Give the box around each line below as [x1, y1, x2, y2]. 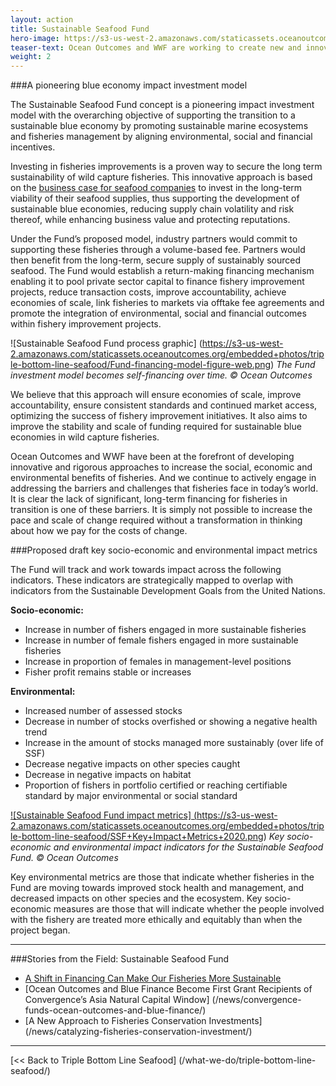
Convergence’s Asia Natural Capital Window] [24, 994, 210, 1006]
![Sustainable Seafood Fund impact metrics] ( [10, 809, 198, 821]
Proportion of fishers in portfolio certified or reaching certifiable [24, 779, 288, 791]
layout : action [10, 14, 74, 25]
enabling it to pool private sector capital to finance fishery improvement [10, 276, 305, 288]
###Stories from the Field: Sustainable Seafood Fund [10, 953, 230, 965]
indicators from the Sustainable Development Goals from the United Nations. [10, 585, 326, 597]
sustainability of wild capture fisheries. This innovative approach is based [10, 171, 313, 183]
